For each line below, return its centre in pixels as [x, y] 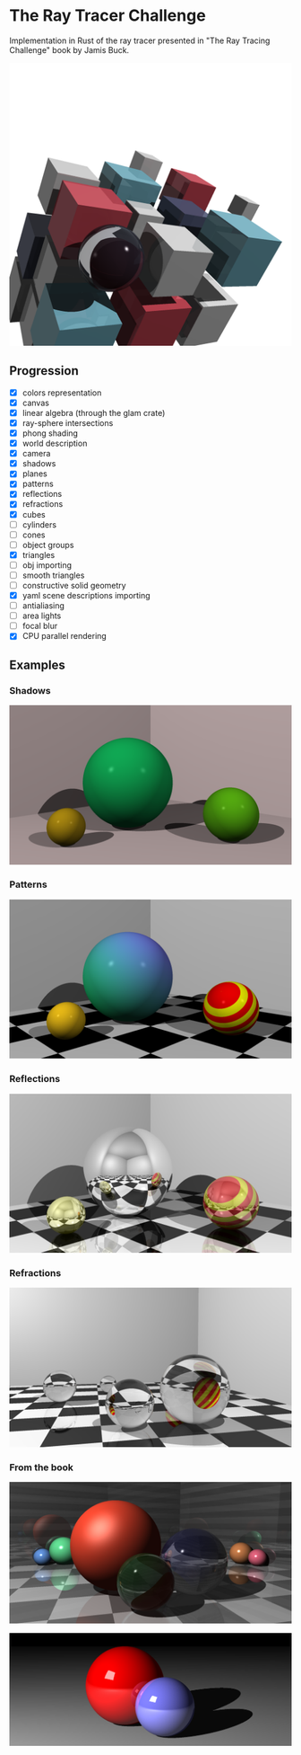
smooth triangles [53, 575]
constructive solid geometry [74, 585]
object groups [48, 545]
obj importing [47, 565]
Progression [44, 371]
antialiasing [43, 606]
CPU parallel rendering [64, 636]
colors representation [62, 393]
